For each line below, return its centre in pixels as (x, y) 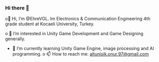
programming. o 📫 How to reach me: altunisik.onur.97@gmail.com (80, 54)
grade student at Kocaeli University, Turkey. (50, 24)
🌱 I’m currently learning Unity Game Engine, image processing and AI (83, 49)
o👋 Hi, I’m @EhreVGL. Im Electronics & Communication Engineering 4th (78, 19)
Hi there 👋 (17, 8)
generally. (15, 39)
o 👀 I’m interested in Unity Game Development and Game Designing (74, 34)
